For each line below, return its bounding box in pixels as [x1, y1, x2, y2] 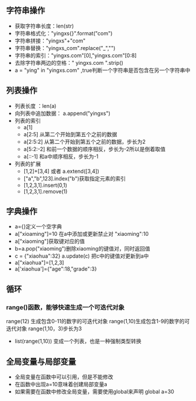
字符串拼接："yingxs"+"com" [14, 37, 86, 44]
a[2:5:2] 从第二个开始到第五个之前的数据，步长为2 [23, 138, 146, 145]
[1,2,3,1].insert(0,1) [23, 182, 68, 189]
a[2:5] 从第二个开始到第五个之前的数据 [23, 130, 117, 137]
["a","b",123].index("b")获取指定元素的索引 [23, 175, 126, 182]
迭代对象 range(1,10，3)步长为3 [6, 325, 82, 332]
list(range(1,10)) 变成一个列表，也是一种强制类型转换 [14, 338, 142, 345]
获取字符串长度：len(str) [14, 22, 74, 29]
